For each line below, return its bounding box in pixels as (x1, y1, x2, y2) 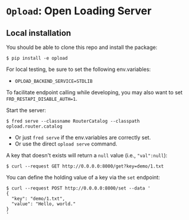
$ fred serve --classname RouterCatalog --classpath (6, 118, 140, 124)
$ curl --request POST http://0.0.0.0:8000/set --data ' (6, 185, 151, 191)
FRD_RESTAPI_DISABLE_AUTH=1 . (6, 95, 78, 102)
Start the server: (6, 107, 47, 114)
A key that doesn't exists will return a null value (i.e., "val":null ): (6, 152, 168, 159)
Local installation (6, 28, 72, 38)
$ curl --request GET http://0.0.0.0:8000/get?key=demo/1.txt (6, 163, 164, 169)
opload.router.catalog (6, 123, 63, 129)
